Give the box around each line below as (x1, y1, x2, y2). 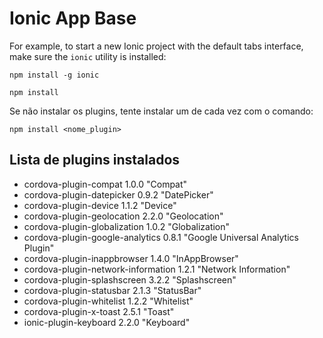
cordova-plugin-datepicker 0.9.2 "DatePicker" (23, 188, 214, 201)
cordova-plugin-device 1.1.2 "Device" (23, 199, 177, 211)
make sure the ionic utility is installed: (9, 50, 167, 62)
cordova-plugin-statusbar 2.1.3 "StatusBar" (23, 284, 202, 296)
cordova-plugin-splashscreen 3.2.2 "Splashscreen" (23, 273, 237, 286)
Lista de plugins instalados (9, 152, 181, 169)
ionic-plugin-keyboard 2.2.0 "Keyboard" (23, 316, 191, 328)
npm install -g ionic (9, 70, 100, 80)
